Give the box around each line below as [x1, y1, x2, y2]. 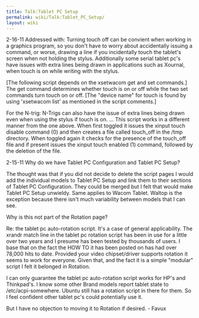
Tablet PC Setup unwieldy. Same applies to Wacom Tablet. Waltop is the [6, 190, 182, 197]
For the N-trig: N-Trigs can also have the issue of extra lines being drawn [6, 109, 185, 117]
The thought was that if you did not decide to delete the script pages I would [6, 171, 194, 178]
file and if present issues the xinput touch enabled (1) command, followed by [6, 141, 193, 149]
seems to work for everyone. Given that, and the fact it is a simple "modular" [6, 257, 194, 264]
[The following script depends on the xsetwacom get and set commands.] [6, 79, 187, 86]
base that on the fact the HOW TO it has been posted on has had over [6, 244, 177, 251]
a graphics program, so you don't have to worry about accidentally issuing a [6, 42, 193, 49]
